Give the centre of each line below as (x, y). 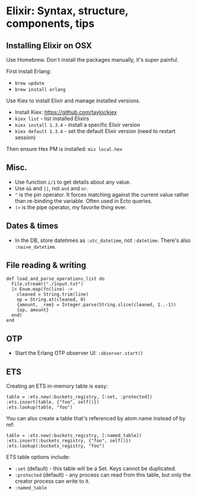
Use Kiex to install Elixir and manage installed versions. (73, 100)
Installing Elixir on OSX (49, 45)
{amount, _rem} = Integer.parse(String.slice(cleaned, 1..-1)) (97, 305)
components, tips (50, 23)
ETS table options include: (38, 457)
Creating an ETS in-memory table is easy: (57, 386)
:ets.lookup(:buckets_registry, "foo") (55, 446)
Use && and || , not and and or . (51, 188)
